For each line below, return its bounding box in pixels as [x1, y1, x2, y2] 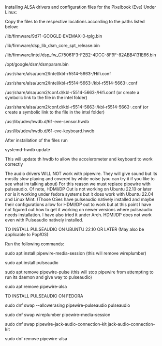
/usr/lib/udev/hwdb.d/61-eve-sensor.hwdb [5, 119, 89, 124]
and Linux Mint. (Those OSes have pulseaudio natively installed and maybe [5, 196, 155, 202]
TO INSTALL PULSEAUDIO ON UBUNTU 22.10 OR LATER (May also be [5, 226, 144, 232]
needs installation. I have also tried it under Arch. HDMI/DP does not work [5, 212, 152, 218]
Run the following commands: [5, 241, 64, 247]
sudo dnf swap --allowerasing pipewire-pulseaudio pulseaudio [5, 302, 131, 308]
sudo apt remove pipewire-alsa [5, 283, 67, 289]
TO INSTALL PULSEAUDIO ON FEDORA [5, 293, 84, 299]
